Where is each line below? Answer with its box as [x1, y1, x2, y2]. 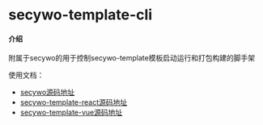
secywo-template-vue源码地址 [19, 107, 123, 118]
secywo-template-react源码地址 [19, 98, 128, 107]
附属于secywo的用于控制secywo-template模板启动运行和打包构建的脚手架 [8, 53, 256, 63]
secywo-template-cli [8, 6, 152, 24]
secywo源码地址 [19, 87, 75, 98]
